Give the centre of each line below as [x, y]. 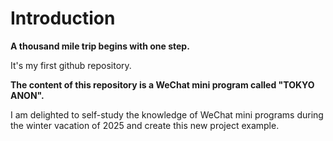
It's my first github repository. [71, 65]
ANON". [27, 95]
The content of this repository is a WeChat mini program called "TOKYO [162, 84]
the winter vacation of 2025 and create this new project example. [145, 125]
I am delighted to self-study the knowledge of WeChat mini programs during [167, 114]
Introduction [63, 18]
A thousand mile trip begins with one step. [100, 46]
